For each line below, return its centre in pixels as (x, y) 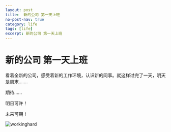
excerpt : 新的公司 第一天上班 (34, 34)
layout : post (19, 10)
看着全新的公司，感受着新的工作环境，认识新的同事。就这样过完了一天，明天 (85, 75)
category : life (21, 24)
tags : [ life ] (19, 29)
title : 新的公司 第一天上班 (33, 15)
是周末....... (17, 81)
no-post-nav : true (25, 19)
